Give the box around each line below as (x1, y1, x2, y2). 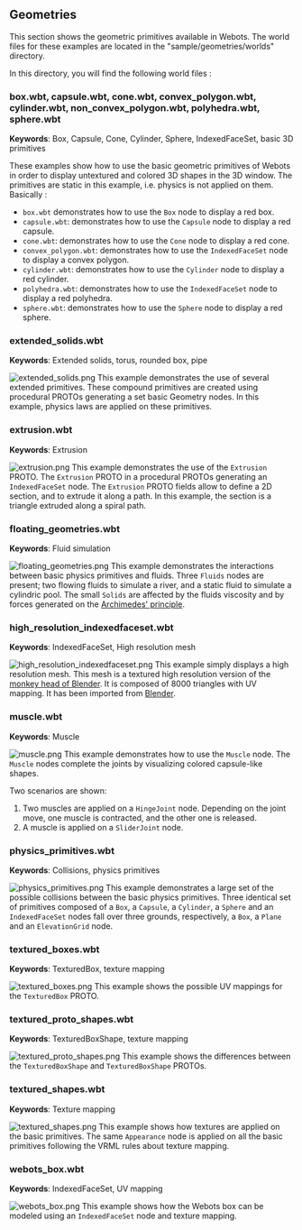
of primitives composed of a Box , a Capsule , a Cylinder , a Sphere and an (9, 901, 274, 912)
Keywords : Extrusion (9, 444, 88, 454)
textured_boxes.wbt (9, 942, 100, 955)
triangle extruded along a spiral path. (9, 500, 147, 510)
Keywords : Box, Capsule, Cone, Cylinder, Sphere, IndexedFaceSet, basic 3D (9, 133, 294, 144)
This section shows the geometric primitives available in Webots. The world (9, 31, 290, 41)
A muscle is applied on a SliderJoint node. (22, 822, 184, 832)
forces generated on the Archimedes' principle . (9, 599, 185, 610)
